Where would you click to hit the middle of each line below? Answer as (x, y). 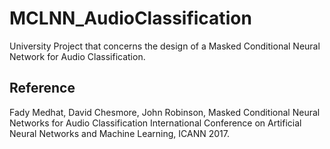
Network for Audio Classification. (77, 56)
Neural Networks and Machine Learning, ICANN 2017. (119, 133)
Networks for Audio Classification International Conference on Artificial (155, 123)
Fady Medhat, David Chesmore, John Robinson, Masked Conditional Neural (165, 112)
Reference (42, 88)
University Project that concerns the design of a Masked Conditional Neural (165, 46)
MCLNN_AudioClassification (130, 18)
